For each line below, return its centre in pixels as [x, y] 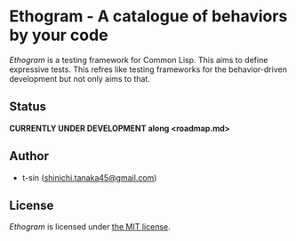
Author [29, 156]
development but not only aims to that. [80, 78]
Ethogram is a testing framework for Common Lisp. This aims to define [139, 60]
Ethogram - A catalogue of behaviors [148, 16]
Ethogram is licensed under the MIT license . [90, 227]
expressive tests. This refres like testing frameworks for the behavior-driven [148, 69]
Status [28, 107]
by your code [59, 35]
